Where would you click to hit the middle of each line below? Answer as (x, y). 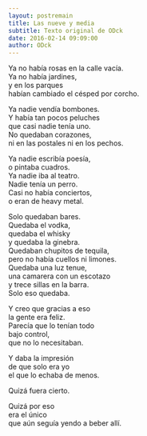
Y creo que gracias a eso (49, 309)
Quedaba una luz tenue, (48, 268)
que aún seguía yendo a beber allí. (65, 423)
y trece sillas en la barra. (49, 285)
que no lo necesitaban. (46, 343)
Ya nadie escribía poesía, (50, 159)
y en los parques (36, 86)
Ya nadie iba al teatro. (44, 176)
